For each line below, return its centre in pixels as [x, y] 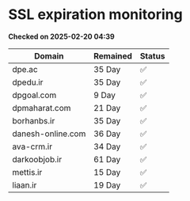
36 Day [107, 134]
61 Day [107, 159]
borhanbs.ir [34, 120]
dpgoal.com [34, 95]
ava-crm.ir [32, 146]
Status [152, 55]
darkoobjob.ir [37, 159]
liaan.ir [25, 185]
